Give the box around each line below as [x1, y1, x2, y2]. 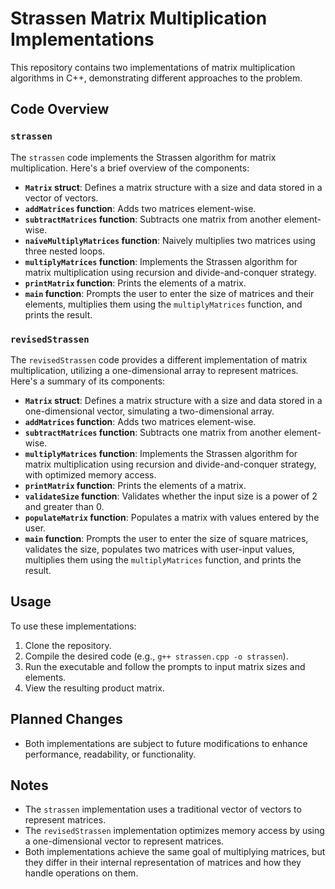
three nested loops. [24, 245, 106, 257]
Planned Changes [10, 711, 123, 728]
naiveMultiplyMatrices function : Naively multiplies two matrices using [24, 234, 316, 246]
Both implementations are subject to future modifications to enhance [24, 737, 308, 749]
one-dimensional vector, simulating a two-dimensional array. [24, 405, 275, 417]
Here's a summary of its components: [10, 375, 166, 387]
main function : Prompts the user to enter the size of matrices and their [24, 287, 315, 299]
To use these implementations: [10, 620, 137, 632]
